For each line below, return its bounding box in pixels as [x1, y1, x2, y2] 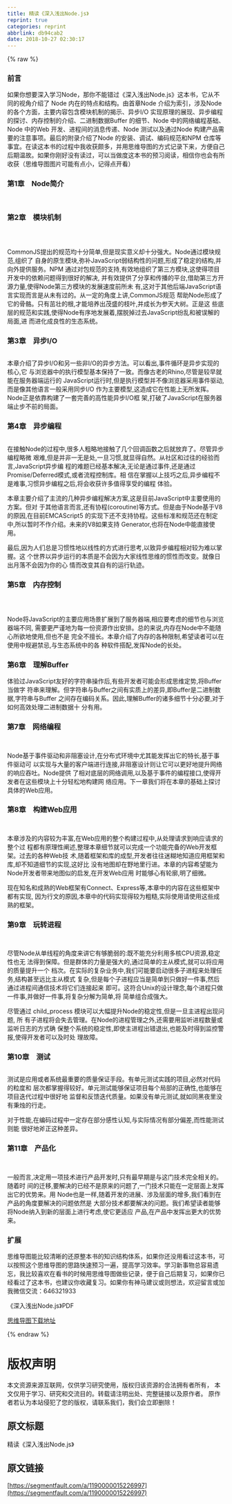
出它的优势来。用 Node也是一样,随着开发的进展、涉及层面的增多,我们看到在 [7, 1190, 222, 1198]
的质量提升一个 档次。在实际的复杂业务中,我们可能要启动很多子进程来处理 [7, 966, 216, 974]
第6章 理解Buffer [7, 660, 69, 670]
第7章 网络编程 [7, 722, 61, 732]
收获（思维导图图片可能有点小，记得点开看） [7, 160, 135, 168]
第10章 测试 [7, 1052, 50, 1062]
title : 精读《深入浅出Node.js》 [7, 10, 89, 17]
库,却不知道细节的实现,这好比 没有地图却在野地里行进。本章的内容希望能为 [7, 860, 219, 868]
